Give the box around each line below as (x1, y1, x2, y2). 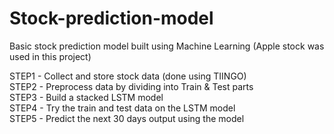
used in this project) (9, 50, 92, 62)
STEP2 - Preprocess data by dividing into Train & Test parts (9, 80, 254, 92)
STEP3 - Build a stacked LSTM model (9, 91, 164, 103)
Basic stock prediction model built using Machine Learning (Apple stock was (9, 40, 325, 52)
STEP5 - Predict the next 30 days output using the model (9, 112, 245, 124)
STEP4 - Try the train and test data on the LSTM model (9, 102, 236, 114)
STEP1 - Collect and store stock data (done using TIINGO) (9, 70, 247, 82)
